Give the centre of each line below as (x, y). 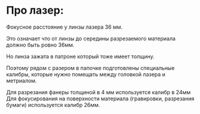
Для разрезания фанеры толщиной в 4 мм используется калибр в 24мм (99, 92)
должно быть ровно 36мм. (40, 45)
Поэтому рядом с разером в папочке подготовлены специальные (90, 68)
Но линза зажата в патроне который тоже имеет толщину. (81, 56)
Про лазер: (35, 10)
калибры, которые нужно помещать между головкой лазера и (86, 74)
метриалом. (21, 81)
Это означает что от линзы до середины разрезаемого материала (91, 38)
